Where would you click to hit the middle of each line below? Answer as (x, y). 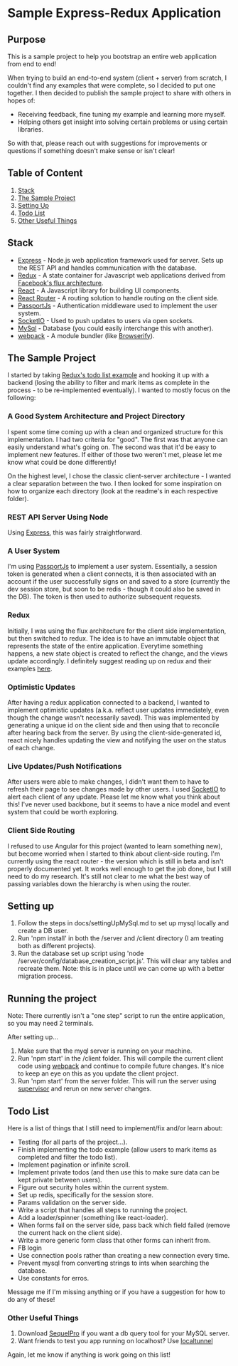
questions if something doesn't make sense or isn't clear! (91, 151)
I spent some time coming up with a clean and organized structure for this (115, 431)
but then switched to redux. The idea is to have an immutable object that (113, 638)
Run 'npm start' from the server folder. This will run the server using (117, 1081)
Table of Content (45, 173)
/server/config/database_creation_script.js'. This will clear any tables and (124, 961)
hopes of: (21, 100)
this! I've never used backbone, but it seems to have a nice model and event (119, 804)
